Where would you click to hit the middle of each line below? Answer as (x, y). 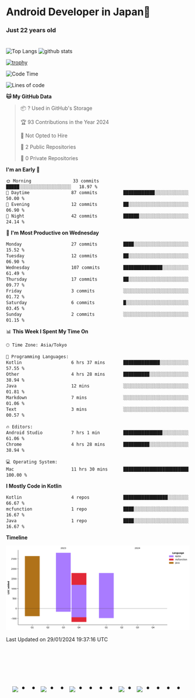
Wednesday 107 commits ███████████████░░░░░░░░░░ (97, 268)
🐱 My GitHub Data (29, 96)
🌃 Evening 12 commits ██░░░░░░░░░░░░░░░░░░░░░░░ (97, 205)
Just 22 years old (31, 30)
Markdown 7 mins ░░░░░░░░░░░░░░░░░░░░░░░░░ (97, 398)
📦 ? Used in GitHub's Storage (56, 108)
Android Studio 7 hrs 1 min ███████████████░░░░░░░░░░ (97, 433)
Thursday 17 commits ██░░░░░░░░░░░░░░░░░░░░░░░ (97, 279)
